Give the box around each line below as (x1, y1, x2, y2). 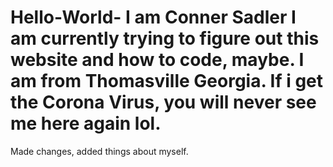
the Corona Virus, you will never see (10, 91, 317, 114)
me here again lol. (10, 112, 162, 135)
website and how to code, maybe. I (10, 49, 305, 71)
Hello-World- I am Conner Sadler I (10, 6, 297, 29)
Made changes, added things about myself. (10, 145, 189, 157)
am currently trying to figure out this (10, 27, 320, 50)
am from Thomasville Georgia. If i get (10, 70, 324, 93)
